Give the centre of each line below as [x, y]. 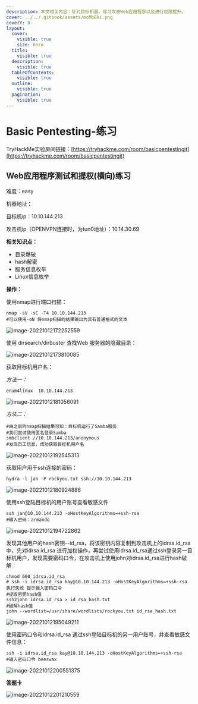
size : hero [30, 45]
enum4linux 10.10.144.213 [40, 391]
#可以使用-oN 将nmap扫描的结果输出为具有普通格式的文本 [67, 320]
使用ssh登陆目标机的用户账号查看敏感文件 [57, 502]
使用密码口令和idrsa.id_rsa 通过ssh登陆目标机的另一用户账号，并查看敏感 [96, 634]
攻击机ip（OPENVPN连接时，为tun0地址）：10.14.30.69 [73, 229]
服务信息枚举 [30, 269]
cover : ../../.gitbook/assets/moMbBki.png [59, 17]
